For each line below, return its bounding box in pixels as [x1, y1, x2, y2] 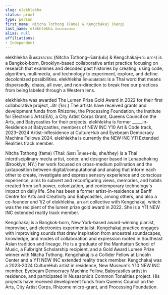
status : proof [5, 12, 35, 17]
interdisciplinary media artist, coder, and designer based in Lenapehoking [5, 155, 158, 162]
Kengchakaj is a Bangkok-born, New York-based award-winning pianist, [5, 219, 155, 225]
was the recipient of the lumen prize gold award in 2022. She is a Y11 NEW [5, 204, 160, 210]
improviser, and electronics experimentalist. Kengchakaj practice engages [5, 225, 159, 231]
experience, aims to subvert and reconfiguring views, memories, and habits [5, 177, 162, 183]
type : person [5, 17, 33, 22]
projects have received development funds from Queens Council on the [5, 278, 154, 284]
